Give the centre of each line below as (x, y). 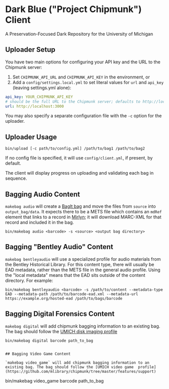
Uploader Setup (30, 50)
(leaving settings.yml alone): (42, 88)
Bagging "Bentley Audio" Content (59, 247)
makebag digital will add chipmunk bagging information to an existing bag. (83, 326)
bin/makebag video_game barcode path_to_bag (55, 380)
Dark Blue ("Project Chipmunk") (73, 9)
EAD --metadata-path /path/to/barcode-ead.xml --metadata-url (72, 294)
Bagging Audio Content (43, 194)
